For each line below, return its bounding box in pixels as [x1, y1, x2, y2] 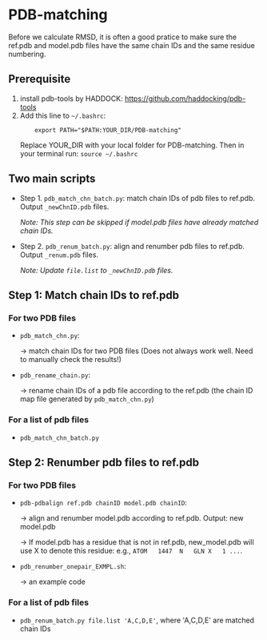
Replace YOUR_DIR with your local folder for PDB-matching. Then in [19, 140, 245, 150]
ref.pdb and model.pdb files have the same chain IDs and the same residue [8, 40, 256, 50]
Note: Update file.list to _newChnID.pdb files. [19, 265, 173, 275]
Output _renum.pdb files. [19, 250, 98, 260]
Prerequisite [8, 72, 71, 86]
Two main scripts [8, 172, 96, 186]
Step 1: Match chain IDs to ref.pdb [8, 288, 180, 302]
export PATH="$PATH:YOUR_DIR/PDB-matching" [34, 126, 181, 134]
